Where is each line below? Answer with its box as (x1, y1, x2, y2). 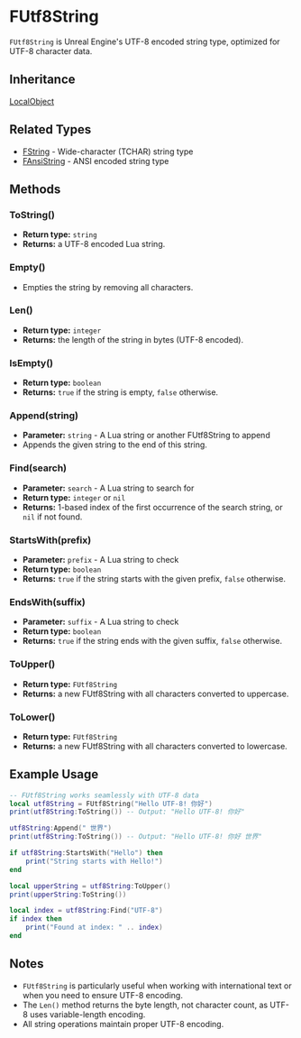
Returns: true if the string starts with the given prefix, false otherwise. (22, 574, 287, 584)
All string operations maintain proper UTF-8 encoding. (22, 1018, 224, 1029)
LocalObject (9, 96, 55, 106)
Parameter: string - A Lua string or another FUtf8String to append (22, 430, 270, 441)
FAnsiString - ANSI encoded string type (22, 155, 169, 166)
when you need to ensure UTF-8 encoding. (22, 989, 183, 1000)
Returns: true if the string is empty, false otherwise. (22, 387, 219, 398)
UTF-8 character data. (9, 45, 93, 56)
